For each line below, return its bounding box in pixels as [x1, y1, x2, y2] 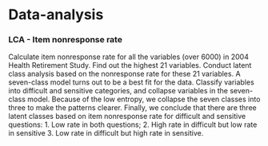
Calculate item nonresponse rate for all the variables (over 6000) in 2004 [8, 52, 250, 61]
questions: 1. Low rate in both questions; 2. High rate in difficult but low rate [8, 120, 258, 129]
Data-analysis [8, 6, 104, 24]
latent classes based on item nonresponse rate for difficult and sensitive [8, 112, 246, 121]
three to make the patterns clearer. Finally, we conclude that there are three [8, 103, 258, 112]
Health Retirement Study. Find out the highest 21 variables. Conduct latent [8, 61, 252, 70]
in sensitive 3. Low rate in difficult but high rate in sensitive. [8, 128, 204, 138]
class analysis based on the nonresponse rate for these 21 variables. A [8, 69, 242, 79]
